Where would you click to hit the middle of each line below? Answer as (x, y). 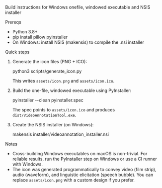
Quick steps (17, 52)
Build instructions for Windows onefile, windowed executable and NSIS (78, 7)
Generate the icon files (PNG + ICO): (49, 61)
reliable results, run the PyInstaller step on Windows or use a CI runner (85, 159)
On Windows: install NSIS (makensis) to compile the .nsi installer (78, 42)
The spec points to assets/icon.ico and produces (64, 110)
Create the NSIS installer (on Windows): (53, 125)
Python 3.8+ (25, 32)
